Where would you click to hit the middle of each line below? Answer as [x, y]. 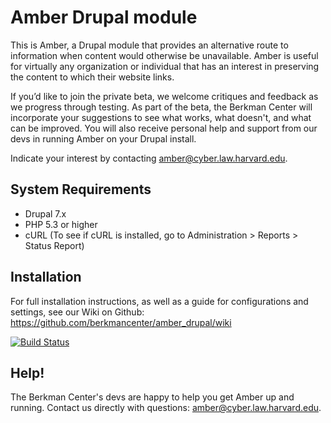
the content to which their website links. [92, 77]
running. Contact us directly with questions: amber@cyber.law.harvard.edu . [166, 408]
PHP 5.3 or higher [61, 224]
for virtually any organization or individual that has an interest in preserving [165, 66]
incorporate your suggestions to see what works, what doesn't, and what [161, 117]
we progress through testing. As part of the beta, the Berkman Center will [161, 107]
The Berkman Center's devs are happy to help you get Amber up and [152, 397]
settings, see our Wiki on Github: [77, 312]
